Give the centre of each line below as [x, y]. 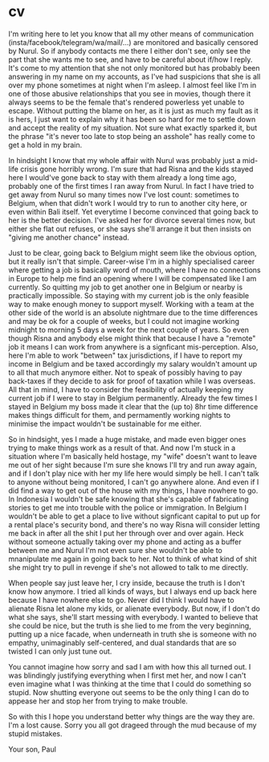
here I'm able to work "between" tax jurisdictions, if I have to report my [126, 355]
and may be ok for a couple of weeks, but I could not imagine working [124, 321]
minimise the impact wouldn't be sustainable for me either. [105, 424]
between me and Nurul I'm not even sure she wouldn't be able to [115, 550]
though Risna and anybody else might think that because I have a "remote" [132, 338]
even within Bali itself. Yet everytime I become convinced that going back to [133, 211]
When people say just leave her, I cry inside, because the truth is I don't [126, 583]
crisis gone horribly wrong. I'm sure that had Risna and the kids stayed [137, 169]
